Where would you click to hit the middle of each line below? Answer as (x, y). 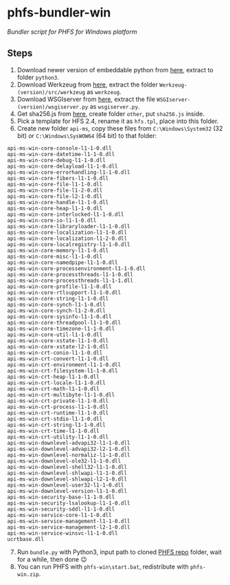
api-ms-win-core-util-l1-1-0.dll (55, 335)
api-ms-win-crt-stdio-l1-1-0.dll (55, 419)
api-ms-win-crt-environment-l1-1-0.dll (64, 365)
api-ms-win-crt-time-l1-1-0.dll (53, 431)
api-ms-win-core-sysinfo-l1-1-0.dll (59, 317)
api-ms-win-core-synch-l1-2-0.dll (57, 311)
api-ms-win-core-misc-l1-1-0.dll (55, 256)
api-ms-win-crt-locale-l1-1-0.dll (57, 383)
